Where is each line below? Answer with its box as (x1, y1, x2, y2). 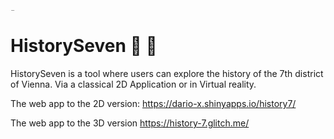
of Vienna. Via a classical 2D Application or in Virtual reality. (10, 78, 257, 90)
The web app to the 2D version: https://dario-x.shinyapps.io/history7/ (10, 97, 297, 109)
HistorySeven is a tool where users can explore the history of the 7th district (10, 67, 324, 79)
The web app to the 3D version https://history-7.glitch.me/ (10, 117, 250, 129)
